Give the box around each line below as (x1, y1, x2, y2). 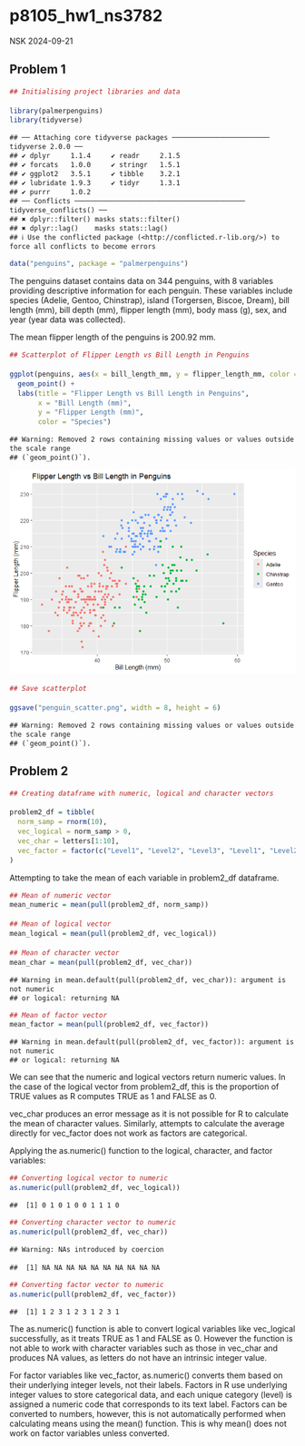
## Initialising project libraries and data (9, 87, 181, 96)
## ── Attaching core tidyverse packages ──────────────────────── (9, 133, 271, 143)
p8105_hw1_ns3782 (9, 5, 163, 26)
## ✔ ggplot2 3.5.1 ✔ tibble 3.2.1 (9, 170, 181, 179)
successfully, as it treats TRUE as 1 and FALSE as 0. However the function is (9, 1333, 293, 1343)
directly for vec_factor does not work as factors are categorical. (9, 1127, 248, 1139)
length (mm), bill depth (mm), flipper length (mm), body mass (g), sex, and (9, 305, 288, 316)
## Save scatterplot (9, 684, 88, 693)
